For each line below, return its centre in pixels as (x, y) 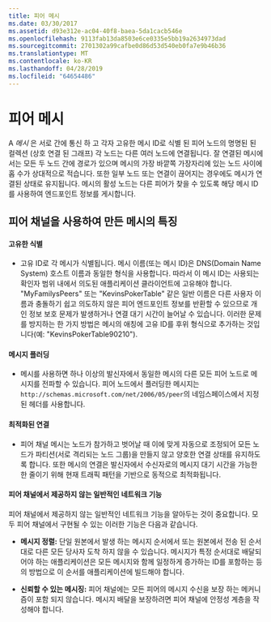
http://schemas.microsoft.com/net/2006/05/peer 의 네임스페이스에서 (132, 394)
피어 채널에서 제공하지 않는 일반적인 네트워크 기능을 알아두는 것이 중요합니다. (129, 514)
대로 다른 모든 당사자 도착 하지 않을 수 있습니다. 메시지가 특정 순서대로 (130, 551)
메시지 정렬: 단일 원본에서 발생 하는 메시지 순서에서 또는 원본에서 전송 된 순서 (141, 541)
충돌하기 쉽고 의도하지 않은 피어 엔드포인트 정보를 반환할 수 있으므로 (142, 304)
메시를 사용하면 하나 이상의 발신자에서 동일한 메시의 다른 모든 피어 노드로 (134, 374)
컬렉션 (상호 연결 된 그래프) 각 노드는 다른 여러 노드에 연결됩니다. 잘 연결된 (125, 153)
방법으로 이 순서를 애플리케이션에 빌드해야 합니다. (106, 572)
